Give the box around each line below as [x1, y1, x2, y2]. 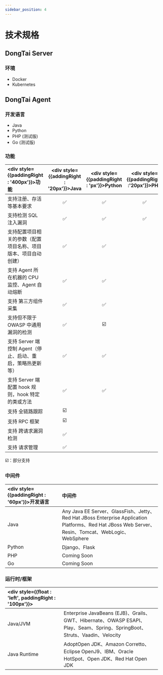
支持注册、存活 [7, 195, 42, 202]
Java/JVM [7, 620, 31, 627]
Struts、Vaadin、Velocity [64, 632, 121, 638]
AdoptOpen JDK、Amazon [64, 641, 125, 648]
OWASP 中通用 [7, 322, 41, 328]
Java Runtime [7, 651, 39, 658]
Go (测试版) [12, 139, 35, 145]
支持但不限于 [7, 314, 37, 321]
